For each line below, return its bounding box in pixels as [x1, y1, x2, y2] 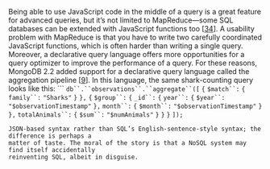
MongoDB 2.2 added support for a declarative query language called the [8, 67, 250, 76]
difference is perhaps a [8, 132, 92, 140]
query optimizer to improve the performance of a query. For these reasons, [8, 58, 258, 68]
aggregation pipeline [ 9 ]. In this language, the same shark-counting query [8, 76, 254, 84]
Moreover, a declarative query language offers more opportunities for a [8, 50, 245, 59]
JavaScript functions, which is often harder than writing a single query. [8, 41, 243, 51]
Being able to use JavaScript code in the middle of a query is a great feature [8, 7, 262, 16]
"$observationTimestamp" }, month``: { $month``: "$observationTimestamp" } [8, 102, 263, 110]
